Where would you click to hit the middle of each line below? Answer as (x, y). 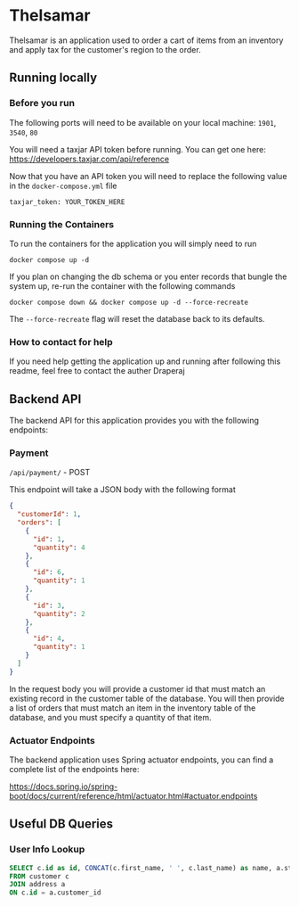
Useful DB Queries (61, 824)
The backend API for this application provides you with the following (134, 421)
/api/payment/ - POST (50, 473)
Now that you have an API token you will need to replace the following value (148, 176)
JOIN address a (37, 885)
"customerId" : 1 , (49, 515)
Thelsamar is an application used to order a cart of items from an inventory (146, 40)
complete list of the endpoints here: (74, 769)
